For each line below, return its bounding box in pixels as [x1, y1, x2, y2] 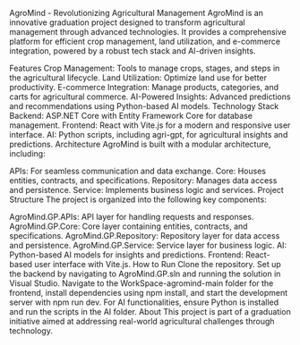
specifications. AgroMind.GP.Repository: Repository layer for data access [9, 231, 280, 240]
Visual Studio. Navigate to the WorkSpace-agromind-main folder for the [9, 278, 274, 289]
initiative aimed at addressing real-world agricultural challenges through [9, 316, 275, 326]
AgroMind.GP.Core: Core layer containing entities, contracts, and [9, 221, 248, 231]
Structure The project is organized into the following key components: [9, 194, 267, 205]
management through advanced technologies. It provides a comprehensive [9, 27, 287, 37]
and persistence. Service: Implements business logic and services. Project [9, 185, 284, 195]
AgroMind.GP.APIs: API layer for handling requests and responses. [9, 212, 254, 222]
